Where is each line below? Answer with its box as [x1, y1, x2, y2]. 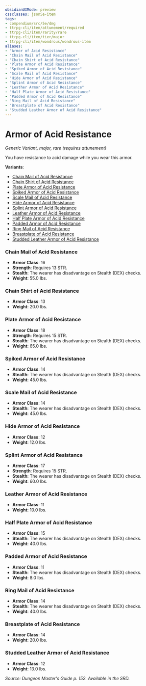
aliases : [5, 44, 23, 49]
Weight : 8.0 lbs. [12, 575, 45, 580]
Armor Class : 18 [12, 327, 46, 333]
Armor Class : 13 [12, 299, 46, 304]
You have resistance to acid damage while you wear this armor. [5, 154, 133, 160]
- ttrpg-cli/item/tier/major [5, 35, 65, 40]
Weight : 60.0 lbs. [12, 478, 48, 484]
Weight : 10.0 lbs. [12, 507, 47, 513]
